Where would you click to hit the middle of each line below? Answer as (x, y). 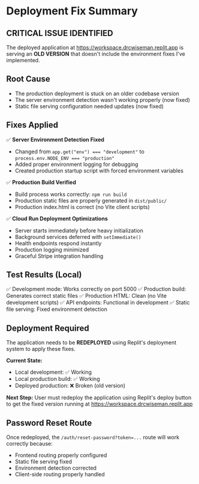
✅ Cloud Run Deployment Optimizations (57, 218)
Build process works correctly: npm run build (71, 194)
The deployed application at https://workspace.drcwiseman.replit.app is (95, 47)
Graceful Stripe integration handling (59, 256)
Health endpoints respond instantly (58, 243)
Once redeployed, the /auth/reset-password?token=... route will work (93, 437)
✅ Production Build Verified (41, 182)
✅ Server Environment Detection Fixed (55, 140)
